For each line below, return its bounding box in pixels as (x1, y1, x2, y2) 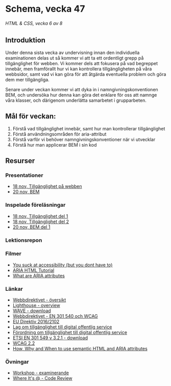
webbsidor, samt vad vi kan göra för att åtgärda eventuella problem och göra (5, 71, 166, 77)
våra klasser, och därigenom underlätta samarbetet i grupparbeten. (5, 97, 146, 103)
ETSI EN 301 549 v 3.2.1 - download (12, 335, 88, 341)
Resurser (5, 156, 35, 166)
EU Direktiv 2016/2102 (12, 319, 60, 325)
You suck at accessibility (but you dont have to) (12, 262, 113, 268)
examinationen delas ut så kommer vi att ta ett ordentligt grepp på (5, 54, 144, 61)
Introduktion (5, 36, 46, 45)
